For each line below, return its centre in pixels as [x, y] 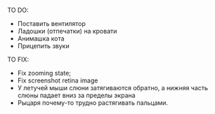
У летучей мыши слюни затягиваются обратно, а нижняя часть [113, 88]
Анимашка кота [41, 38]
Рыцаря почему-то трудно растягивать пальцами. [93, 103]
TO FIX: [18, 59]
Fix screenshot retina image [58, 80]
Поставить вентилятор [52, 23]
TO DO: [18, 10]
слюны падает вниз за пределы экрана [76, 95]
